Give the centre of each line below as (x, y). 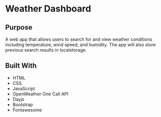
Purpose (19, 27)
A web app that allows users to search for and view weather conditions (79, 39)
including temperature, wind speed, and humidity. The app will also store (80, 45)
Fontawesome (27, 110)
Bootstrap (23, 104)
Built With (21, 66)
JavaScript (24, 88)
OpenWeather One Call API (41, 94)
